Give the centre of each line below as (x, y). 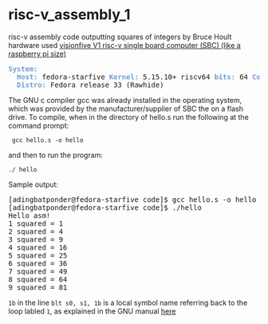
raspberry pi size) (37, 53)
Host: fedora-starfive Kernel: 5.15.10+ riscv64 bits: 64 (132, 77)
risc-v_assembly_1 (69, 15)
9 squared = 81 (38, 287)
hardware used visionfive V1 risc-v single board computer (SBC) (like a (124, 45)
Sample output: (33, 184)
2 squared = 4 (36, 231)
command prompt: (39, 125)
